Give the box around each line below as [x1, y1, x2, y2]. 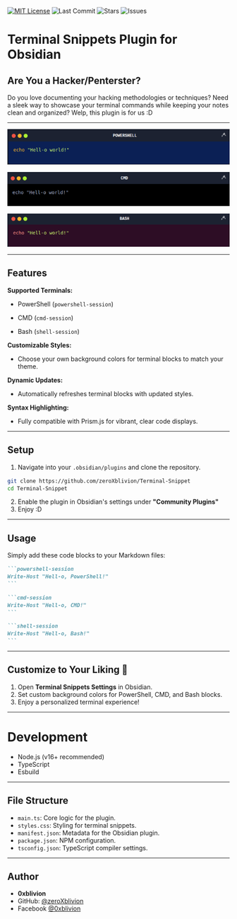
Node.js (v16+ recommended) [17, 752, 104, 761]
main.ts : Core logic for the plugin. [17, 814, 116, 822]
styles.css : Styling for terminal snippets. [17, 821, 137, 829]
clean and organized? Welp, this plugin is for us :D [7, 108, 153, 117]
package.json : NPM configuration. [17, 836, 116, 845]
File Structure [7, 794, 68, 807]
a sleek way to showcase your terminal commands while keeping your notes [7, 101, 229, 109]
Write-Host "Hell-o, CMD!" [7, 601, 87, 608]
